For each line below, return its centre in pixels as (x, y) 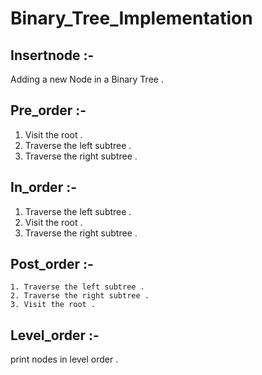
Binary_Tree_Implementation (131, 18)
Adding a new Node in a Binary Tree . (87, 79)
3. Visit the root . (53, 305)
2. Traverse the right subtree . (80, 296)
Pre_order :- (48, 110)
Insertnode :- (52, 55)
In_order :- (43, 187)
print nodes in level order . (64, 359)
